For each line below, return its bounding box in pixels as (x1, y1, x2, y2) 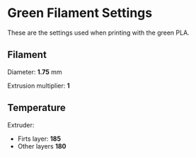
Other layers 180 (17, 141, 67, 150)
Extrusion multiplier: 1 (7, 81, 70, 90)
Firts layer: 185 (17, 134, 62, 143)
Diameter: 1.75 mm (7, 67, 62, 76)
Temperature (7, 102, 66, 114)
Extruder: (7, 120, 35, 129)
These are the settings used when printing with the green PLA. (7, 28, 190, 37)
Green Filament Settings (7, 5, 153, 21)
